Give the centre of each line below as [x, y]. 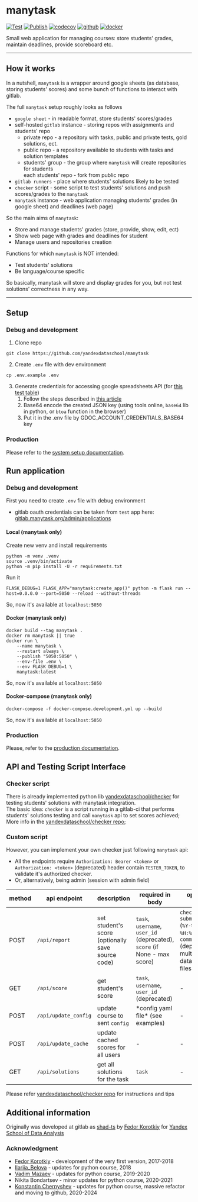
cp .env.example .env [33, 376]
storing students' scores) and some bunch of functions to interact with [92, 89]
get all [105, 1065]
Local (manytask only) [34, 532]
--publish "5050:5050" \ [47, 656]
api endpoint [64, 898]
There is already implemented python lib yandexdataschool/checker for [93, 797]
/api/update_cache [63, 1044]
